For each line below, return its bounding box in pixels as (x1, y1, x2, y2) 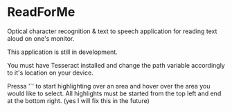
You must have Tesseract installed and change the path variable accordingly (7, 61, 225, 69)
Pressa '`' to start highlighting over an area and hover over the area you (7, 82, 211, 90)
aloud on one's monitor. (7, 34, 75, 42)
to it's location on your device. (7, 68, 93, 77)
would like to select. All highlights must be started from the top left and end (7, 89, 222, 97)
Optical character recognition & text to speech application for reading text (7, 27, 217, 35)
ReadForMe (7, 4, 75, 20)
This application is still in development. (7, 48, 118, 56)
